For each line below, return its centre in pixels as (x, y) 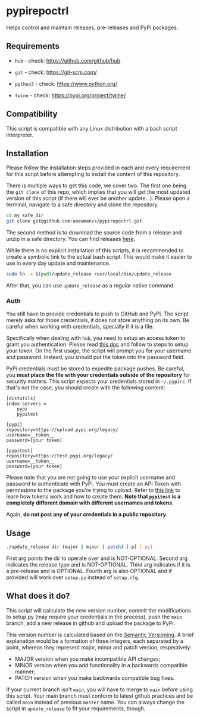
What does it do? (38, 596)
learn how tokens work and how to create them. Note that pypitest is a (93, 497)
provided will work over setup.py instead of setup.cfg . (73, 577)
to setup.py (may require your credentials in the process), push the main (94, 617)
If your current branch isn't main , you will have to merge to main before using (100, 689)
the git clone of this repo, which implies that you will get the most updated (98, 192)
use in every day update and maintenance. (58, 263)
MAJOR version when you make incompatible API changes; (87, 659)
